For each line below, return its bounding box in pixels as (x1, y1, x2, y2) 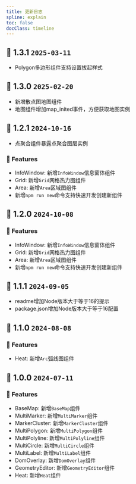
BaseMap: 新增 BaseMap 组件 (14, 404, 81, 411)
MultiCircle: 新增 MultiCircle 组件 (14, 442, 95, 449)
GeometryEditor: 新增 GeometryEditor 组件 (14, 464, 115, 471)
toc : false (6, 20, 33, 26)
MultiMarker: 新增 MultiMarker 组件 (14, 412, 98, 419)
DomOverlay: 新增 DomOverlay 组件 (14, 457, 96, 464)
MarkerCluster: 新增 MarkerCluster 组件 (14, 419, 109, 426)
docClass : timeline (6, 25, 55, 32)
